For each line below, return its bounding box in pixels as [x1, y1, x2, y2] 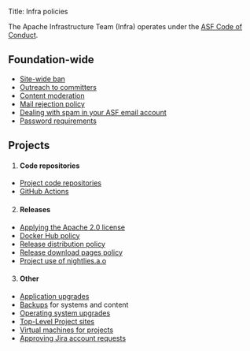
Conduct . [8, 31, 39, 39]
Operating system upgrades [19, 308, 111, 318]
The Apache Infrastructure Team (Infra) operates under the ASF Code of [8, 22, 243, 31]
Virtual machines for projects [19, 325, 114, 334]
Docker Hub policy [19, 230, 80, 240]
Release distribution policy [19, 239, 106, 248]
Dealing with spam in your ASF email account [19, 107, 167, 117]
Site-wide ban [19, 74, 65, 84]
